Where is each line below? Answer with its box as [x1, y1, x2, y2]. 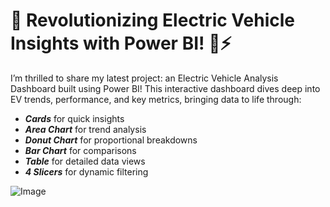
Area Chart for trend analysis [24, 123, 147, 135]
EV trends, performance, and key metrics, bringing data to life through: [10, 93, 302, 105]
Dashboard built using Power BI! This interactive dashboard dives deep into [10, 82, 321, 94]
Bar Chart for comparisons [24, 144, 137, 156]
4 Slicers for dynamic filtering [24, 165, 149, 178]
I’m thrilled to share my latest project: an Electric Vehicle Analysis [10, 72, 279, 84]
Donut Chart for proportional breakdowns [24, 134, 198, 146]
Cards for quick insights [24, 112, 125, 124]
